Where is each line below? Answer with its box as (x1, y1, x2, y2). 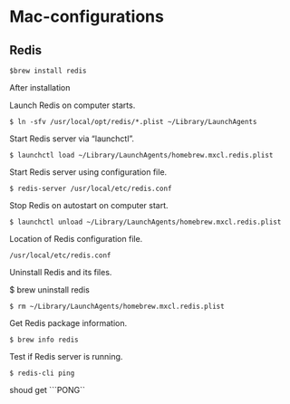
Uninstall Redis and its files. (9, 267, 112, 277)
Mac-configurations (9, 6, 165, 27)
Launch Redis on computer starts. (9, 100, 136, 111)
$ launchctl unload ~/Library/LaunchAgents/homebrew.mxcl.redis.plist (9, 217, 282, 226)
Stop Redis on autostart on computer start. (9, 200, 169, 210)
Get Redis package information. (9, 318, 128, 328)
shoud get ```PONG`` (9, 385, 86, 395)
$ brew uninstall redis (9, 284, 91, 295)
